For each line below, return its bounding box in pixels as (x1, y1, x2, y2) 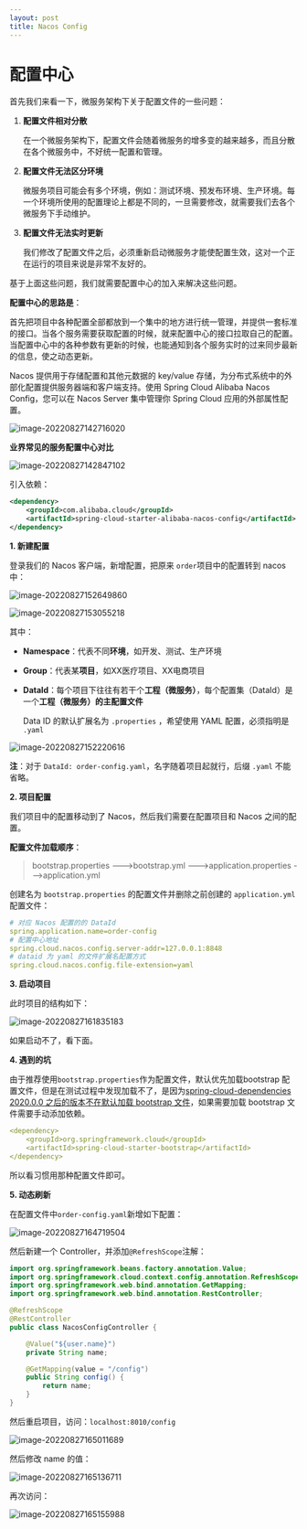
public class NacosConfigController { (9, 1322, 157, 1331)
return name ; (42, 1382, 92, 1391)
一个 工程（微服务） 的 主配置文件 (22, 696, 143, 707)
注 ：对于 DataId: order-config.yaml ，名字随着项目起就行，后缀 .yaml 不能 (9, 760, 291, 771)
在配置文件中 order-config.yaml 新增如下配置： (9, 1208, 184, 1219)
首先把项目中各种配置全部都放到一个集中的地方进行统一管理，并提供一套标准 (9, 316, 298, 327)
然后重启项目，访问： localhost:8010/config (9, 1416, 176, 1427)
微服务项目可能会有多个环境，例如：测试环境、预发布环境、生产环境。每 (22, 185, 295, 197)
